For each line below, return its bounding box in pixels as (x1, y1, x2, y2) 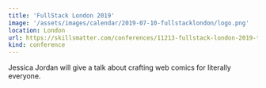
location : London (8, 26, 66, 34)
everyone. (8, 71, 41, 81)
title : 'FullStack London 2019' (8, 11, 115, 20)
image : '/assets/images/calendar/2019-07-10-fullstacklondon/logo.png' (8, 19, 249, 27)
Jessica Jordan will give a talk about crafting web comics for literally (8, 63, 231, 72)
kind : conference (8, 41, 66, 49)
